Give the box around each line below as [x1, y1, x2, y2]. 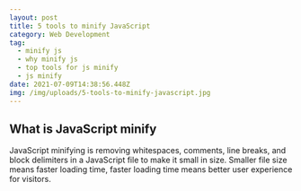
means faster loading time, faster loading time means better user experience [9, 164, 293, 175]
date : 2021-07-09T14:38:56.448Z [9, 80, 130, 89]
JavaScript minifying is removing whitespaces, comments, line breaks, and [9, 145, 287, 156]
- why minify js [17, 55, 78, 64]
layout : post [9, 13, 58, 22]
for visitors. [9, 174, 51, 185]
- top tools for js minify [17, 64, 119, 73]
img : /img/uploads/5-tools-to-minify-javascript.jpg [9, 88, 211, 97]
